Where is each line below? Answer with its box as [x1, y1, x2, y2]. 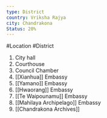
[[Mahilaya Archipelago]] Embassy [15, 99, 102, 107]
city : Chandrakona [6, 20, 53, 26]
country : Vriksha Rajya [6, 15, 66, 21]
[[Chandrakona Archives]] [15, 105, 80, 113]
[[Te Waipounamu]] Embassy [15, 93, 88, 100]
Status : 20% [6, 25, 36, 32]
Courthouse [15, 61, 45, 68]
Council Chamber [15, 67, 59, 74]
